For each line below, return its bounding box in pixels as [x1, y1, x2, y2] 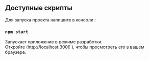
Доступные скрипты [5, 4, 73, 12]
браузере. [5, 49, 26, 55]
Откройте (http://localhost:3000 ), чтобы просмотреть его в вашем [5, 44, 145, 50]
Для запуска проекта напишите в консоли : [5, 17, 96, 22]
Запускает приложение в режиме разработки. [5, 39, 103, 45]
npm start [5, 29, 28, 35]
